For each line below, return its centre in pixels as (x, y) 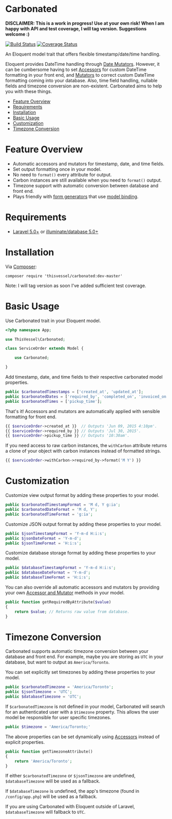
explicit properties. (25, 742)
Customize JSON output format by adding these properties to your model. (83, 524)
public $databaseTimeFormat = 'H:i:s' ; (48, 577)
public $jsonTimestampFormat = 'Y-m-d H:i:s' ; (56, 533)
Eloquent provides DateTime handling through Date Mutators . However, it (83, 64)
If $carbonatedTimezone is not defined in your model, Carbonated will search (85, 707)
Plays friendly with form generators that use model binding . (75, 197)
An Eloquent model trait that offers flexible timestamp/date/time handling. (83, 54)
